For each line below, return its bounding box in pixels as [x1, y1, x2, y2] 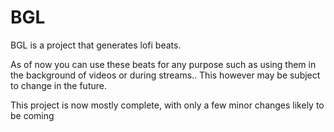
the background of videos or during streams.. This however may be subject [10, 69, 321, 81]
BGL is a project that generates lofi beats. [10, 39, 182, 51]
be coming [10, 109, 55, 121]
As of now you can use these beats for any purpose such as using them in [10, 58, 317, 70]
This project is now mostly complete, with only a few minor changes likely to [10, 99, 325, 111]
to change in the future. [10, 79, 107, 91]
